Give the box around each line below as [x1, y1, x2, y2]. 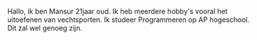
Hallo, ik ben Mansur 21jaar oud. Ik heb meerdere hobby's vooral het [7, 7, 228, 16]
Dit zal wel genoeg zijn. [7, 24, 83, 32]
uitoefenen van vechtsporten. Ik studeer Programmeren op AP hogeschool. [7, 15, 250, 24]
